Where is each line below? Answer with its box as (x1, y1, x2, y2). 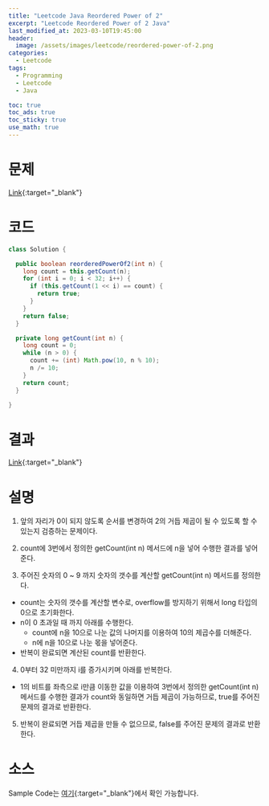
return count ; (22, 378, 70, 387)
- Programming (15, 72, 63, 80)
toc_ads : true (8, 108, 56, 117)
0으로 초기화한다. (19, 608, 75, 617)
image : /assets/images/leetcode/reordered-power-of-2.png (15, 42, 214, 50)
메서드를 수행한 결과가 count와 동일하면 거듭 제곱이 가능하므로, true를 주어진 (19, 692, 260, 702)
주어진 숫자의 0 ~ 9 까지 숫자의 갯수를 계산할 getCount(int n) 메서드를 (19, 571, 240, 580)
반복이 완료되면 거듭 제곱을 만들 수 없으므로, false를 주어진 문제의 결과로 (19, 719, 247, 729)
